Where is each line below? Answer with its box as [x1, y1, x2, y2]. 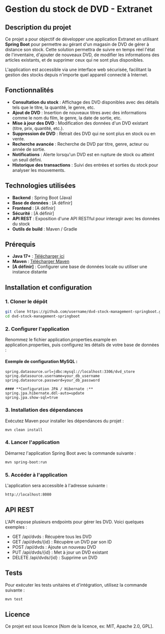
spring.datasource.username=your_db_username [5, 373, 100, 379]
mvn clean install [5, 427, 43, 432]
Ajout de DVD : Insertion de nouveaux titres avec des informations [12, 109, 147, 115]
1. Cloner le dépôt [5, 298, 48, 305]
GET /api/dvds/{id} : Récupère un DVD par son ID [12, 538, 112, 545]
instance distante [12, 269, 48, 275]
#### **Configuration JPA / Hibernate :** [5, 387, 93, 392]
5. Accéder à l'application [5, 471, 68, 478]
